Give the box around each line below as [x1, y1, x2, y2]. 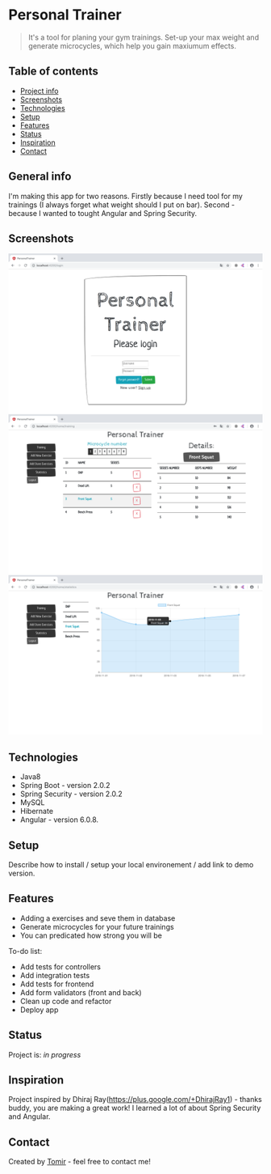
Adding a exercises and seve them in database [19, 913, 176, 923]
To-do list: [8, 946, 43, 956]
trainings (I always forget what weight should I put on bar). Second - [8, 200, 236, 210]
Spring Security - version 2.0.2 [19, 789, 123, 799]
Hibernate [19, 807, 54, 816]
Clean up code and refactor [19, 996, 112, 1006]
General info [8, 170, 72, 184]
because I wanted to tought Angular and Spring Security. [8, 208, 198, 218]
